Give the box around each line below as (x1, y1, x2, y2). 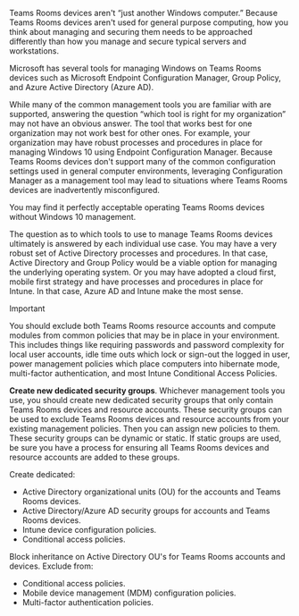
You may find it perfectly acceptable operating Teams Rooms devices (9, 202, 265, 213)
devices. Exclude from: (9, 561, 94, 571)
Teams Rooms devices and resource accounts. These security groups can (9, 404, 283, 415)
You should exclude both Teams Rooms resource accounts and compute (9, 321, 277, 331)
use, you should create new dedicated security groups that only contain (9, 395, 274, 405)
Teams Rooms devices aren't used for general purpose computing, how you (9, 17, 288, 28)
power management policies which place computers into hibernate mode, (9, 359, 280, 369)
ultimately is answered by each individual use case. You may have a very (9, 239, 278, 249)
